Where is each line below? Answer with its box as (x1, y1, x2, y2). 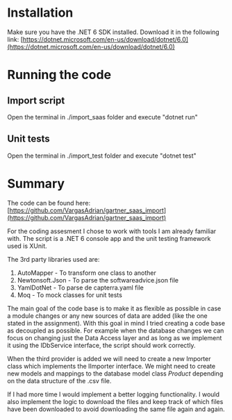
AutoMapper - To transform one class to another (17, 269, 156, 277)
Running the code (7, 67, 112, 83)
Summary (7, 176, 65, 192)
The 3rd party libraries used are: (7, 255, 100, 263)
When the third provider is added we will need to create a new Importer (7, 354, 211, 362)
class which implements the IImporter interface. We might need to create (7, 362, 216, 370)
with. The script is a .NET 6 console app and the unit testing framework (7, 234, 211, 242)
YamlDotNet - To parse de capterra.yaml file (17, 283, 144, 292)
